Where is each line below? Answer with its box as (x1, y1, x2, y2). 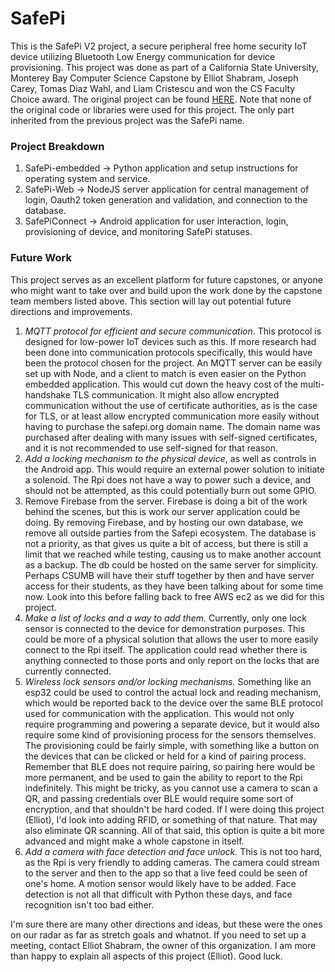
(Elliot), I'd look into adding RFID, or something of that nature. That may (24, 813, 318, 826)
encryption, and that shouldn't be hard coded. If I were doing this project (24, 803, 325, 815)
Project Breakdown (10, 139, 105, 153)
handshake (24, 388, 71, 401)
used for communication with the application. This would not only (24, 707, 295, 719)
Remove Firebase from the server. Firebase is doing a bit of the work (24, 495, 308, 507)
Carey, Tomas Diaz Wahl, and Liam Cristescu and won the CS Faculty (10, 82, 296, 94)
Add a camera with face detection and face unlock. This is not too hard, (24, 845, 323, 857)
